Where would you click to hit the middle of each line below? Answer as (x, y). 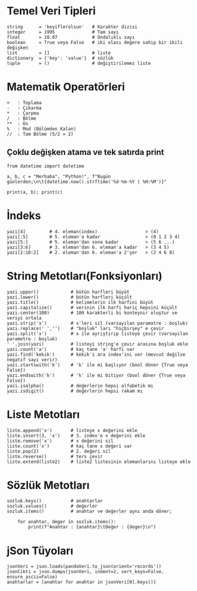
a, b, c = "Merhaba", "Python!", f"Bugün (59, 176)
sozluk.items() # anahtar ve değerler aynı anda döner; (89, 511)
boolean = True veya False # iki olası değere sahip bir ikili (95, 42)
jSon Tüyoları (40, 551)
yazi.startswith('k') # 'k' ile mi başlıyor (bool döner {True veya (97, 365)
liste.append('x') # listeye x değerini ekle (72, 430)
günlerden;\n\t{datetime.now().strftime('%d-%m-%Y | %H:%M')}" (87, 182)
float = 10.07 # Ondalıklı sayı (71, 37)
